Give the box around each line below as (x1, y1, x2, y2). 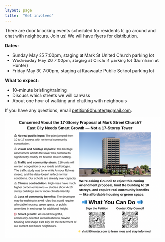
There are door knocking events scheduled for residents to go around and (5, 27, 156, 33)
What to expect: (5, 77, 39, 83)
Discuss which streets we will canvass (12, 92, 90, 98)
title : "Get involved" (5, 13, 54, 18)
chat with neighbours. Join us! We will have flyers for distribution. (5, 33, 138, 39)
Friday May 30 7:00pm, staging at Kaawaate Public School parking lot (12, 67, 155, 74)
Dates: (5, 42, 19, 48)
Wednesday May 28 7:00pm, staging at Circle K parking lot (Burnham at (12, 57, 159, 63)
